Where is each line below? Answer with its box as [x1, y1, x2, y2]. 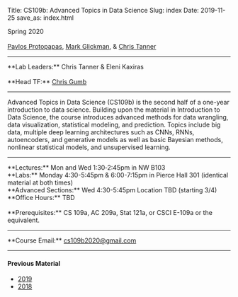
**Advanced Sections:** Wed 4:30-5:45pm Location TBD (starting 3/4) [7, 186, 217, 194]
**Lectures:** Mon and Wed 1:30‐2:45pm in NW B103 [7, 163, 166, 172]
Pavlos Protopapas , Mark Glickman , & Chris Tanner [7, 42, 157, 50]
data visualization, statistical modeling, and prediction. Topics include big [7, 120, 221, 129]
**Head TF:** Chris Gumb [7, 78, 87, 86]
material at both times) [7, 178, 73, 187]
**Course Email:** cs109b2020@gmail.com [7, 236, 137, 245]
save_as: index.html [16, 13, 74, 22]
